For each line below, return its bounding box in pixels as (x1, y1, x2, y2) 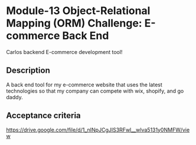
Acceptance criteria (6, 110, 81, 121)
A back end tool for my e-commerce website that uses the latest (6, 81, 162, 88)
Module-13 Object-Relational (6, 4, 151, 18)
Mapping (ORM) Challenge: (6, 16, 143, 30)
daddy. (6, 93, 23, 100)
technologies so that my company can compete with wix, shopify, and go (6, 87, 184, 95)
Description (6, 66, 50, 76)
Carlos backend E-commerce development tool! (6, 48, 123, 55)
